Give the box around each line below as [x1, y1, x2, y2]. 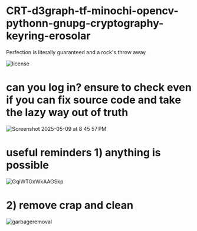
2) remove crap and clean [6, 199, 134, 212]
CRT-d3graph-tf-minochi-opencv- [6, 4, 179, 18]
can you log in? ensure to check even [6, 81, 192, 94]
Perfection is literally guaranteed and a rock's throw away [6, 48, 146, 55]
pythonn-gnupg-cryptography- [6, 16, 164, 30]
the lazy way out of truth [6, 106, 129, 119]
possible [6, 159, 49, 172]
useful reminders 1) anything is [6, 146, 161, 160]
